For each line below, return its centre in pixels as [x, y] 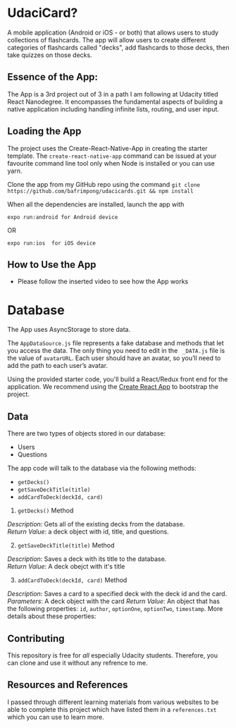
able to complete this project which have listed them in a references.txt [112, 709]
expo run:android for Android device [63, 217]
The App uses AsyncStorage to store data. [69, 330]
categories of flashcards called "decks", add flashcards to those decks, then [118, 47]
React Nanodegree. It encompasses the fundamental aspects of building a [115, 101]
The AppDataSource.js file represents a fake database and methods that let [116, 343]
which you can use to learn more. [56, 717]
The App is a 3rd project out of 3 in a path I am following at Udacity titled [113, 94]
